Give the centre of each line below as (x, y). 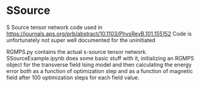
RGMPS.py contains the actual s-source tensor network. (77, 51)
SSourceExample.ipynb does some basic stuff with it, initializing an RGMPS (100, 58)
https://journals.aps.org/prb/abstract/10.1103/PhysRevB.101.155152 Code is (99, 33)
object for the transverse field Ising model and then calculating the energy (99, 65)
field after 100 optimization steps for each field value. (73, 77)
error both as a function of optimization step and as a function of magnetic (100, 71)
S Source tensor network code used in (54, 27)
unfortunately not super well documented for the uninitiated (81, 40)
